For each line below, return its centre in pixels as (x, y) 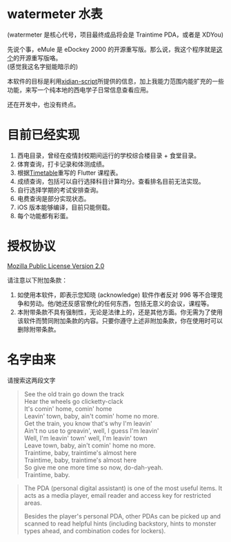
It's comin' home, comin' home (68, 409)
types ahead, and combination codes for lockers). (95, 531)
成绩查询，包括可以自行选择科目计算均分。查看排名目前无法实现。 (111, 181)
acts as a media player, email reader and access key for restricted (118, 495)
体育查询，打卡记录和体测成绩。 (62, 164)
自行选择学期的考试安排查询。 (59, 190)
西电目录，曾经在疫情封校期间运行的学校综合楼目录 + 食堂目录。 (108, 155)
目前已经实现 (44, 135)
